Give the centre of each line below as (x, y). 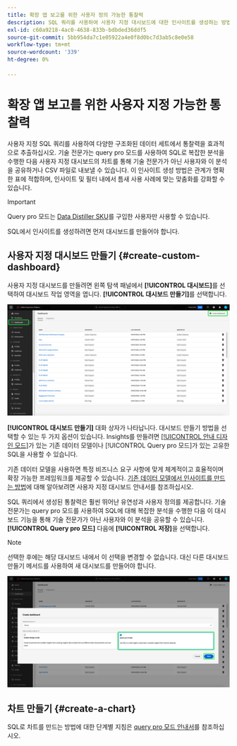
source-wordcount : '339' (44, 52)
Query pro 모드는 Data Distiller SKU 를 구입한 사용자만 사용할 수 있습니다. (109, 216)
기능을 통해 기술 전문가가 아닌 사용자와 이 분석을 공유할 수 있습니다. (112, 519)
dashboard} (34, 267)
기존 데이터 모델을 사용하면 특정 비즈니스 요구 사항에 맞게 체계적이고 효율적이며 (116, 469)
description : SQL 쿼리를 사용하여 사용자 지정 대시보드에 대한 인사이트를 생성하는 (113, 22)
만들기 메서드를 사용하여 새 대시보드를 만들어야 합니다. (82, 565)
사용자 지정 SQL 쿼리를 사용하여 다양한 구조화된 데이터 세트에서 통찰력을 (107, 143)
